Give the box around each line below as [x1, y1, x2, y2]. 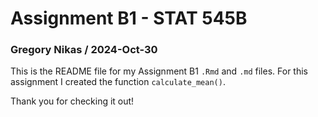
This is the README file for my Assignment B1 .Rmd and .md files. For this [10, 65, 308, 77]
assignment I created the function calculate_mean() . [10, 76, 226, 88]
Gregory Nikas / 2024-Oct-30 [10, 43, 158, 57]
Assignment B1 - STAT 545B [10, 7, 248, 30]
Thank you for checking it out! [10, 95, 135, 107]
